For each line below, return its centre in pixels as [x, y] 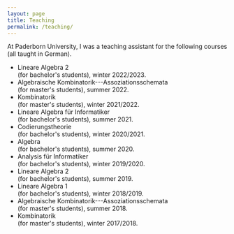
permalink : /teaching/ [40, 27]
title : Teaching [31, 20]
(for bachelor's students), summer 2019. [75, 179]
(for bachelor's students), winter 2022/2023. [82, 75]
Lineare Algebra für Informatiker [64, 112]
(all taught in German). [39, 54]
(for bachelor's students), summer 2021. [75, 119]
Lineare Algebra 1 [42, 187]
